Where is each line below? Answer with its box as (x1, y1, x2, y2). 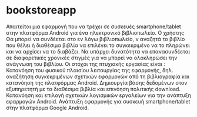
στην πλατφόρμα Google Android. (6, 104, 89, 111)
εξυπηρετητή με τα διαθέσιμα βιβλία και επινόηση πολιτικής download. (6, 85, 181, 92)
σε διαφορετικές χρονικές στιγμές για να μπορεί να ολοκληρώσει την (6, 54, 178, 61)
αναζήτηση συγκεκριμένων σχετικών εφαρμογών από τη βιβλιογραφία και (6, 73, 190, 80)
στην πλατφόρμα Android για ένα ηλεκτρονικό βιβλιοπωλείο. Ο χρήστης (6, 29, 185, 36)
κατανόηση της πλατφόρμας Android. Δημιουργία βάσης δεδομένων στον (6, 79, 188, 86)
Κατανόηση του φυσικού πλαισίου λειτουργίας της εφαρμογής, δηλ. (6, 66, 173, 73)
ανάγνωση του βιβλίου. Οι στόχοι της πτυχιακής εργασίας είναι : (6, 60, 166, 68)
